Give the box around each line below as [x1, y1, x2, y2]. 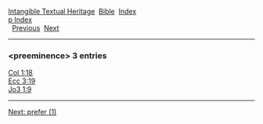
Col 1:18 [8, 68, 34, 78]
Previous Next [11, 24, 59, 32]
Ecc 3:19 [8, 76, 36, 86]
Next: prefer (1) [8, 108, 57, 117]
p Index [8, 15, 33, 24]
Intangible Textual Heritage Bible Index [8, 7, 137, 16]
